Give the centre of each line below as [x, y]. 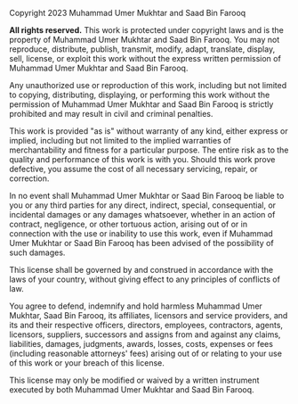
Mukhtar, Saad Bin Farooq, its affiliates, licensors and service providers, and [149, 315]
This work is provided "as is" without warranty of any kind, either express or [149, 131]
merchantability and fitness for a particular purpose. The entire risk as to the [149, 150]
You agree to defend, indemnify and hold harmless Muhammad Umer [136, 306]
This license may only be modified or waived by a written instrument [134, 380]
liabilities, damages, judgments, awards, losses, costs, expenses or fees [141, 344]
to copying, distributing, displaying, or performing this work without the [140, 95]
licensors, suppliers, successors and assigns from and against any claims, [145, 334]
